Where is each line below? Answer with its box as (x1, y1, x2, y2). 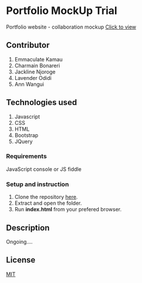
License (6, 255, 36, 265)
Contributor (6, 40, 50, 50)
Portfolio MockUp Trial (6, 4, 117, 18)
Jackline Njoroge (14, 68, 56, 75)
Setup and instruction (6, 180, 69, 188)
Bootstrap (14, 131, 39, 138)
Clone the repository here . (14, 194, 78, 201)
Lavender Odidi (14, 74, 51, 81)
